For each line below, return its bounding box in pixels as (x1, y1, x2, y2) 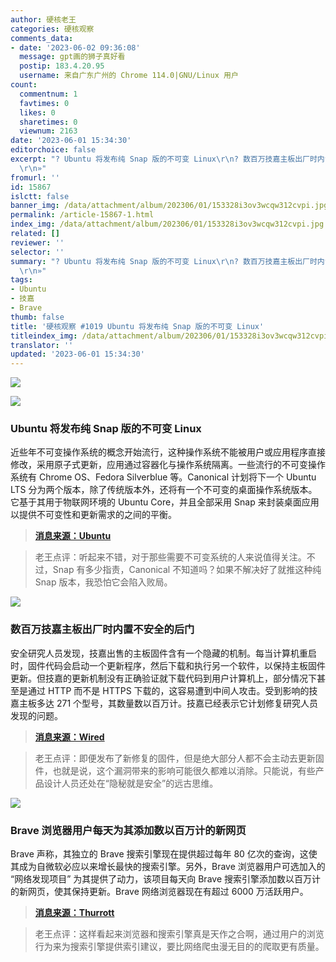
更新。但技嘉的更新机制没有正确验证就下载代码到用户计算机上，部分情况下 (10, 672, 317, 684)
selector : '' (10, 247, 65, 257)
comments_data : (10, 33, 74, 43)
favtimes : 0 (19, 98, 70, 108)
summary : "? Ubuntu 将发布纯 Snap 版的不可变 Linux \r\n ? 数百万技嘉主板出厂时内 (10, 256, 325, 266)
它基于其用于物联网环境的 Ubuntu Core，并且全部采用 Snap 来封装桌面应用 (10, 496, 320, 508)
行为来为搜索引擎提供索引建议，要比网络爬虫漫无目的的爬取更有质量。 (34, 941, 325, 953)
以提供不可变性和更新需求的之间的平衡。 (10, 509, 177, 521)
